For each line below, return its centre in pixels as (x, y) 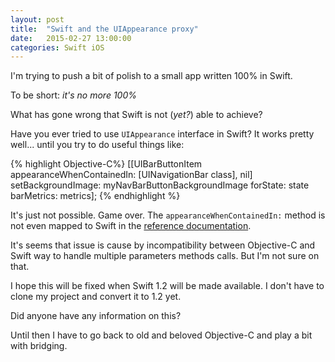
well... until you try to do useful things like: (97, 145)
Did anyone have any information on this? (96, 316)
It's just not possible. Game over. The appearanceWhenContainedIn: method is (168, 215)
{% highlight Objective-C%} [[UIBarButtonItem (106, 164)
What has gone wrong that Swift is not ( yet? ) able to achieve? (136, 115)
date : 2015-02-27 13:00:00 (71, 38)
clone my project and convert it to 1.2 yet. (96, 297)
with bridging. (39, 346)
